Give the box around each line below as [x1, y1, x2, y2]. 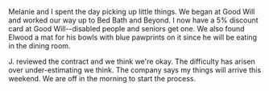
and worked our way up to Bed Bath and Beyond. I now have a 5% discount [8, 15, 259, 25]
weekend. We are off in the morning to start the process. [8, 74, 196, 83]
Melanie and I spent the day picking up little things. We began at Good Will [8, 7, 255, 16]
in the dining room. [8, 41, 71, 51]
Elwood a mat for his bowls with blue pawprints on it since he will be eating [8, 32, 258, 42]
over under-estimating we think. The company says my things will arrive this [8, 65, 262, 75]
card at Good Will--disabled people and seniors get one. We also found [8, 24, 245, 33]
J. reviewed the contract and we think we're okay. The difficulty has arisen [8, 56, 255, 66]
